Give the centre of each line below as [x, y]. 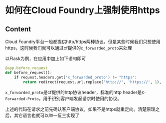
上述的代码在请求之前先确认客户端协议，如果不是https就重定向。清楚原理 [80, 109]
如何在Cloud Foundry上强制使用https [83, 10]
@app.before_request [27, 68]
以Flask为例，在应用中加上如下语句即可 [46, 58]
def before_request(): [29, 72]
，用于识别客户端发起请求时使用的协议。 [80, 98]
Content [18, 29]
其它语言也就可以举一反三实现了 [47, 115]
